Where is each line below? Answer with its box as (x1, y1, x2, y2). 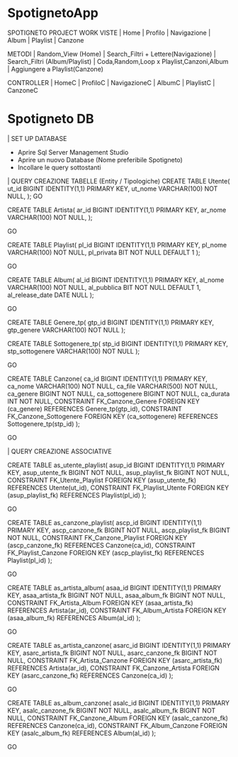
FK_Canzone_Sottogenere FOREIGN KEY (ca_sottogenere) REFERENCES (7, 412, 218, 420)
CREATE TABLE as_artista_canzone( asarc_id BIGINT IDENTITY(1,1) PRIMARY (7, 641, 231, 649)
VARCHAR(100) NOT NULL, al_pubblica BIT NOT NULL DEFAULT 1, (7, 283, 201, 291)
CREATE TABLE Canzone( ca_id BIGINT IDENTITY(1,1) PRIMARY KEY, (7, 374, 208, 383)
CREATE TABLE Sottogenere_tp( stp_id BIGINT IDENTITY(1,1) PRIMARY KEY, (7, 339, 228, 348)
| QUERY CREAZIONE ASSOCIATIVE (7, 447, 112, 455)
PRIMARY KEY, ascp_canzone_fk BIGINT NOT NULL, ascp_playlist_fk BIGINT (7, 526, 231, 534)
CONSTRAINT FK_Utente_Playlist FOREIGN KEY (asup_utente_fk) (7, 476, 197, 484)
